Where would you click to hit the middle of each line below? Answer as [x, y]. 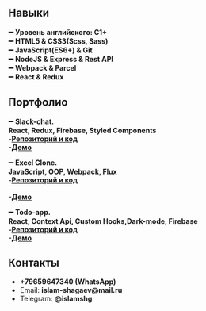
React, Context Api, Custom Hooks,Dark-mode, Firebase [103, 221]
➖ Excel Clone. [33, 163]
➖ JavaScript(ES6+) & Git [50, 50]
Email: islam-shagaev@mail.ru [71, 290]
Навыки [29, 13]
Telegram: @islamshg [56, 299]
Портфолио [38, 102]
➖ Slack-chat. [31, 121]
